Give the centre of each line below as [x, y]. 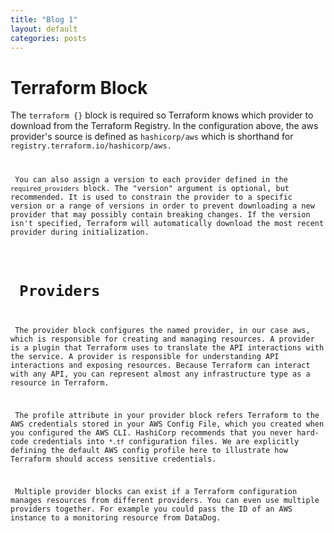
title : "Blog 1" [44, 19]
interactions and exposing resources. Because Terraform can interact [160, 366]
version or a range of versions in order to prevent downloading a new [162, 206]
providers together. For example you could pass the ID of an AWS [151, 509]
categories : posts [48, 38]
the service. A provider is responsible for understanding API [145, 357]
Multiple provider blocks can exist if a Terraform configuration [156, 491]
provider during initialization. [80, 232]
